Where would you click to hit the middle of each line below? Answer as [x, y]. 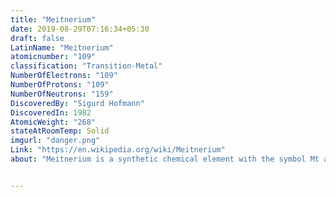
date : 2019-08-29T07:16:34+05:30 [80, 29]
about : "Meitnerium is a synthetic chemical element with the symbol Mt [165, 159]
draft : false [37, 38]
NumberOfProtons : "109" [60, 85]
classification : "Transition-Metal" [86, 66]
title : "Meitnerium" [53, 19]
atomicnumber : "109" [53, 57]
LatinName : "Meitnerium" [62, 47]
